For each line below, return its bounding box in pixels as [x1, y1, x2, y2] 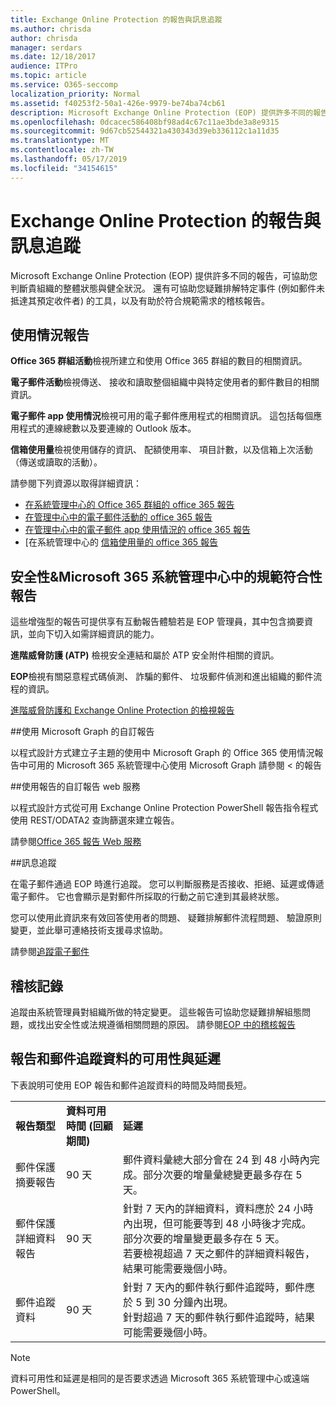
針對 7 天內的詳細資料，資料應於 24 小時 [123, 1201, 314, 1215]
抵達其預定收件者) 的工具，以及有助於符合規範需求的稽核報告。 [10, 294, 271, 306]
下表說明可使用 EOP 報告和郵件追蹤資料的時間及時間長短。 [10, 1079, 252, 1091]
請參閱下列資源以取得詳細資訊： [10, 477, 142, 490]
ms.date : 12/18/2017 [10, 52, 97, 62]
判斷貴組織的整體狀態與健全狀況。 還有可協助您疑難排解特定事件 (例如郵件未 [10, 282, 325, 294]
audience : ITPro [10, 61, 78, 71]
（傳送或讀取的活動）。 [10, 456, 103, 468]
